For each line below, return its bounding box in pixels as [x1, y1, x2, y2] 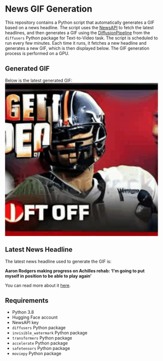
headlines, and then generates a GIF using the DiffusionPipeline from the [5, 30, 150, 35]
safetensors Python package [12, 345, 70, 351]
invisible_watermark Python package [12, 330, 88, 336]
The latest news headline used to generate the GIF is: [5, 258, 112, 264]
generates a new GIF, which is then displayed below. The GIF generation [5, 45, 149, 51]
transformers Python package [12, 335, 72, 341]
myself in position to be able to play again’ [5, 273, 92, 279]
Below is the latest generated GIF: [5, 77, 73, 83]
